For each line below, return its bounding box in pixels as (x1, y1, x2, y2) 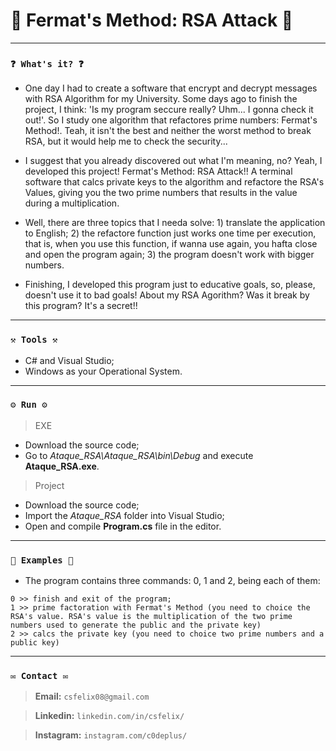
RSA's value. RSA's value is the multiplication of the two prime (10, 612, 293, 622)
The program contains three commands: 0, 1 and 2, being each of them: (24, 575, 321, 587)
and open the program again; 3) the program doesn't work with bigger (24, 249, 315, 261)
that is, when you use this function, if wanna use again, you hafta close (24, 238, 318, 250)
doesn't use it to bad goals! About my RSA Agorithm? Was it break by (24, 289, 310, 301)
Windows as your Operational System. (24, 365, 183, 377)
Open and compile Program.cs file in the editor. (24, 520, 222, 532)
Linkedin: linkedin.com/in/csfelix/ (34, 710, 185, 722)
